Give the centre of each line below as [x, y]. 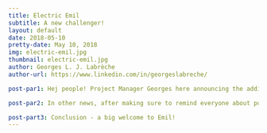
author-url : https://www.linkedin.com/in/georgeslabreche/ [108, 74]
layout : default [35, 30]
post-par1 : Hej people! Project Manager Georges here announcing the [126, 89]
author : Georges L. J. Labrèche [62, 67]
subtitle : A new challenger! [56, 23]
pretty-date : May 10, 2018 [53, 45]
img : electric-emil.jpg [48, 52]
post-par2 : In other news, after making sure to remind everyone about [129, 103]
